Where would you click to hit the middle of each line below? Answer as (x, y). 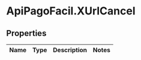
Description (70, 50)
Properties (26, 33)
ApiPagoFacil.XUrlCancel (71, 11)
